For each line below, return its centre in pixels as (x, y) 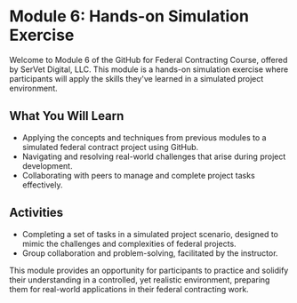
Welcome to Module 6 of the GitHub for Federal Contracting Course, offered (148, 60)
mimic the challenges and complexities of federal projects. (129, 243)
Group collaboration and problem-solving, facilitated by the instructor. (150, 253)
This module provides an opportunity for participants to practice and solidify (149, 270)
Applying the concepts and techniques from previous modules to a (144, 137)
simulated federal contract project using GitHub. (110, 147)
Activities (36, 213)
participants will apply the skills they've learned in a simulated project (136, 78)
